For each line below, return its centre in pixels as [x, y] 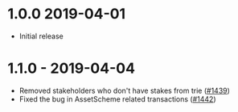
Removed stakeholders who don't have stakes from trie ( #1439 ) [125, 90]
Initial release [41, 36]
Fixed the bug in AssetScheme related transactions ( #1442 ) [117, 99]
